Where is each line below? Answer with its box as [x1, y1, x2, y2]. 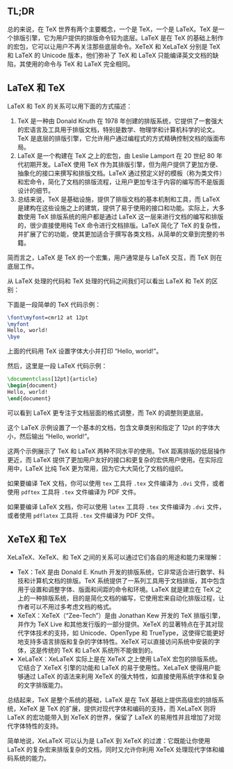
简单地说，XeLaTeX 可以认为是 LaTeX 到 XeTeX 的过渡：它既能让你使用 [7, 737, 211, 745]
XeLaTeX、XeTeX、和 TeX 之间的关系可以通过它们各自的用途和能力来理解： [7, 553, 224, 562]
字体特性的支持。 [13, 722, 63, 730]
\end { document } [7, 395, 51, 402]
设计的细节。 [17, 186, 54, 194]
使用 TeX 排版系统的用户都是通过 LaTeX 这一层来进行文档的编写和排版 [23, 212, 224, 221]
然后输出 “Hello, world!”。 [19, 431, 94, 441]
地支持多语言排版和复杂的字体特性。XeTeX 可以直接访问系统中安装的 [17, 637, 214, 646]
